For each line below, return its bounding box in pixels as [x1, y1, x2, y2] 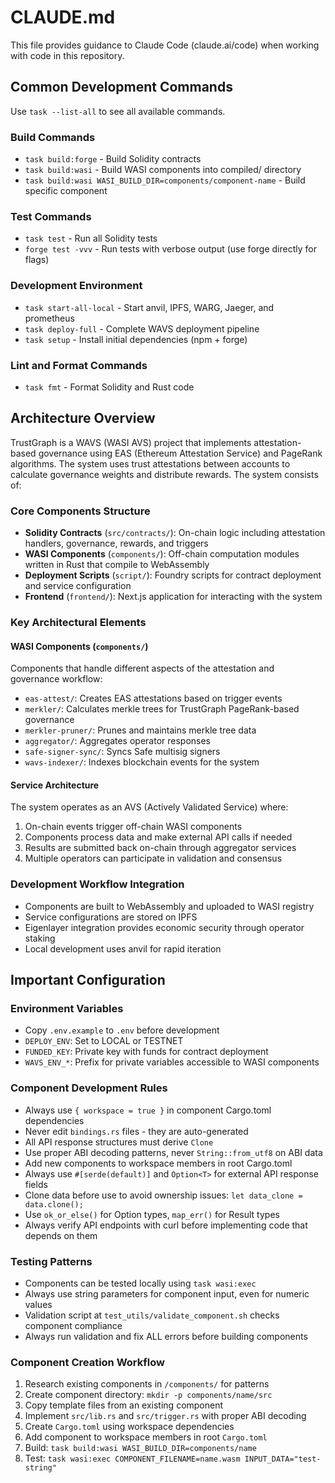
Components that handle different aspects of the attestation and [10, 662, 275, 675]
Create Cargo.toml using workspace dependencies [24, 1421, 235, 1433]
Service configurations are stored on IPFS [24, 911, 198, 923]
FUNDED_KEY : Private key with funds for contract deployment [24, 1046, 269, 1058]
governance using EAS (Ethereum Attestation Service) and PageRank [38, 447, 323, 459]
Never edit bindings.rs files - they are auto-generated [24, 1125, 249, 1137]
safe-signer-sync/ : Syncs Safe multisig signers [24, 746, 221, 758]
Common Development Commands [10, 79, 233, 96]
